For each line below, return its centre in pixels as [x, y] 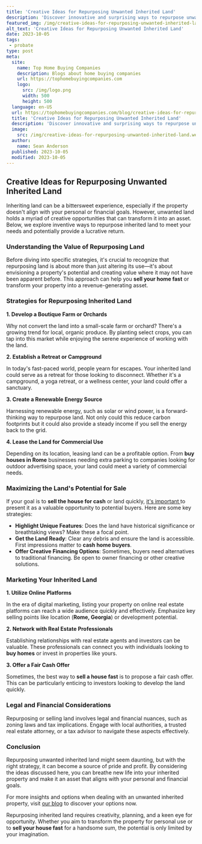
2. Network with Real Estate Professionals [60, 629]
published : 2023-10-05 [40, 152]
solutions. [27, 564]
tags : [13, 40]
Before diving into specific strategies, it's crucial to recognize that [88, 260]
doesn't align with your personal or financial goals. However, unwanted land [100, 212]
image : [20, 129]
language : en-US [32, 107]
